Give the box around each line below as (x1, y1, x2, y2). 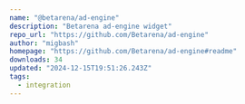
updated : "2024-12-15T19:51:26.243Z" (9, 64, 152, 73)
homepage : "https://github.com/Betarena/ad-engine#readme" (9, 47, 238, 56)
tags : (9, 72, 30, 81)
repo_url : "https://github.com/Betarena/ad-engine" (9, 30, 209, 39)
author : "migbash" (9, 38, 79, 48)
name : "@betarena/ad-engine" (9, 13, 120, 23)
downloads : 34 (9, 55, 64, 64)
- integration (17, 80, 71, 90)
